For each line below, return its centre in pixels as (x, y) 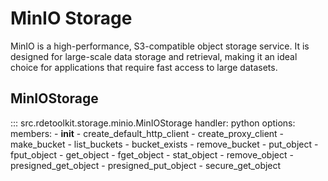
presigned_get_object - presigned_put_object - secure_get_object (146, 165)
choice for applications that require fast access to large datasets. (144, 67)
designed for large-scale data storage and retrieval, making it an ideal (154, 56)
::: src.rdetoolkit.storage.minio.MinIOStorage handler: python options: (153, 123)
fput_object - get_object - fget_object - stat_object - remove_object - (152, 154)
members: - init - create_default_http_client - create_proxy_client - (147, 133)
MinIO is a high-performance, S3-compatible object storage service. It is (160, 46)
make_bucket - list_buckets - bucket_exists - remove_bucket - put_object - (164, 144)
